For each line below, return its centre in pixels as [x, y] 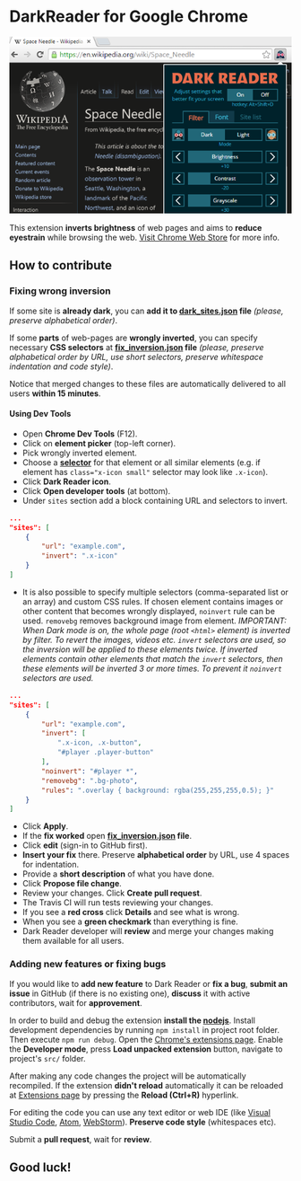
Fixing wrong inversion [60, 291]
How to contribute [61, 265]
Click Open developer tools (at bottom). [96, 490]
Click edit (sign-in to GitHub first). [85, 845]
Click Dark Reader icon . [67, 481]
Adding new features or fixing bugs [88, 965]
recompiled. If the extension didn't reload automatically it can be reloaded [146, 1085]
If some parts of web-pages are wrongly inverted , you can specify [133, 338]
